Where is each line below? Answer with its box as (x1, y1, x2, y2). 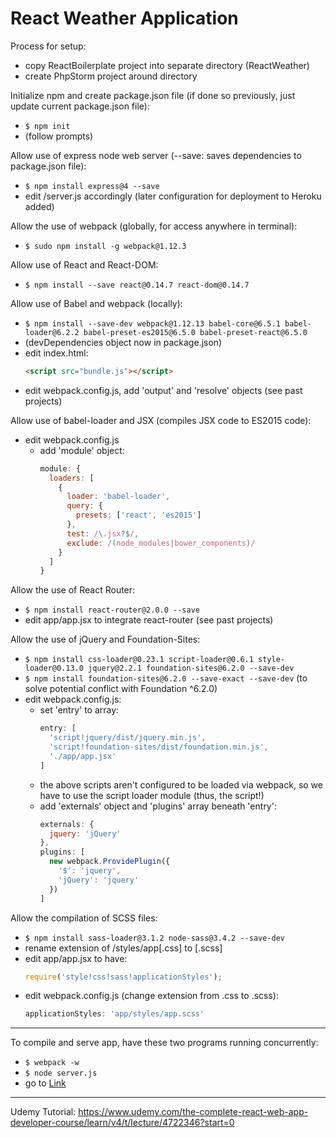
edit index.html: (24, 347, 89, 359)
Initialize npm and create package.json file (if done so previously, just (10, 89, 296, 101)
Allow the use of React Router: (10, 584, 136, 596)
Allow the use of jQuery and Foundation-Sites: (10, 633, 201, 646)
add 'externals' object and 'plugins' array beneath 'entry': (39, 800, 277, 812)
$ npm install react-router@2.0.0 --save (24, 605, 200, 616)
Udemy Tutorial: (10, 1106, 77, 1118)
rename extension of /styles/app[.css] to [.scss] (24, 942, 223, 954)
